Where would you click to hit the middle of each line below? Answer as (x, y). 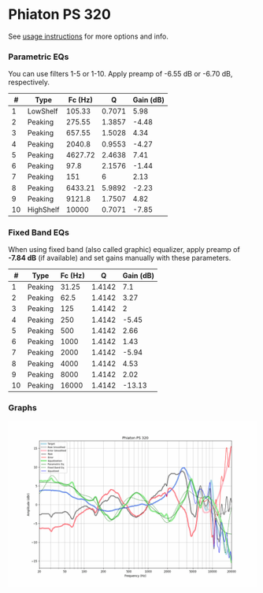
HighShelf (43, 209)
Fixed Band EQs (39, 232)
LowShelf (43, 111)
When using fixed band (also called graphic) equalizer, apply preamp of (124, 250)
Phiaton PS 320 (60, 15)
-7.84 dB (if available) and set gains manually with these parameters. (120, 258)
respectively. (29, 82)
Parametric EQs (39, 57)
